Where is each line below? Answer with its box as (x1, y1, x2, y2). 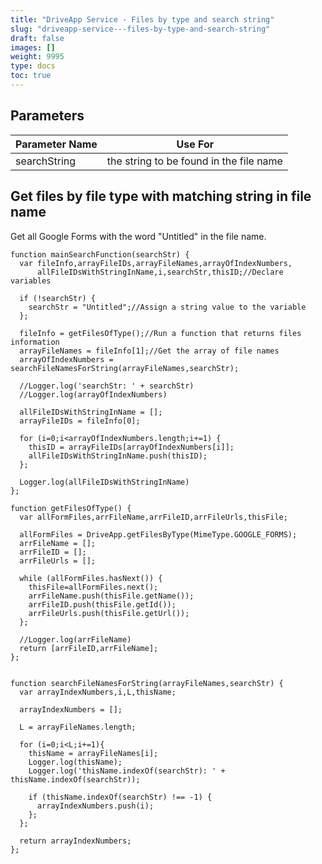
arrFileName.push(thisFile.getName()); (28, 591, 195, 601)
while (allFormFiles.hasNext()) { (19, 573, 163, 583)
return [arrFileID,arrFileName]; (19, 643, 159, 653)
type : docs (10, 61, 56, 71)
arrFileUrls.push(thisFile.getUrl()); (28, 608, 190, 618)
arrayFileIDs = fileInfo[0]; (19, 416, 141, 426)
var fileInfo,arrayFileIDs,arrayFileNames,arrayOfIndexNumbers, (19, 258, 293, 268)
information (10, 337, 60, 347)
